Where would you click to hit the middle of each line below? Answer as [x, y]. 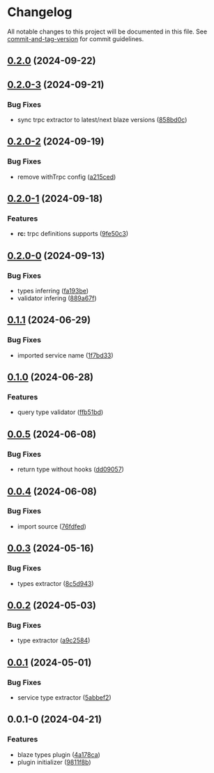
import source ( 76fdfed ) [52, 526]
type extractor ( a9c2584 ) [54, 640]
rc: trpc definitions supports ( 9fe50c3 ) [73, 234]
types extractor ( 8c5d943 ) [55, 583]
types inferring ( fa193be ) [53, 291]
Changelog [40, 12]
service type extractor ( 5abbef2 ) [64, 697]
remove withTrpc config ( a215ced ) [67, 177]
